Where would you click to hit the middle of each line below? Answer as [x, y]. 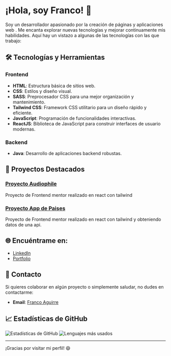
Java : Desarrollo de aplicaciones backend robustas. [67, 153]
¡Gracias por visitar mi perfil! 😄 [38, 348]
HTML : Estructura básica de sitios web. [54, 86]
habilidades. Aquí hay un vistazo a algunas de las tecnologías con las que [82, 35]
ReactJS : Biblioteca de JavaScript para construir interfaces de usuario [87, 123]
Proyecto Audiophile [31, 184]
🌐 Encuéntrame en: [37, 241]
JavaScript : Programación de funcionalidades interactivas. [74, 118]
